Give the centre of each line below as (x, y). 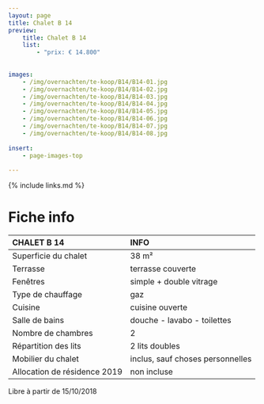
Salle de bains (38, 320)
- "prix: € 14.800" (69, 52)
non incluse (152, 372)
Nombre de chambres (53, 333)
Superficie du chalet (50, 256)
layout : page (30, 15)
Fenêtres (28, 282)
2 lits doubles (155, 346)
